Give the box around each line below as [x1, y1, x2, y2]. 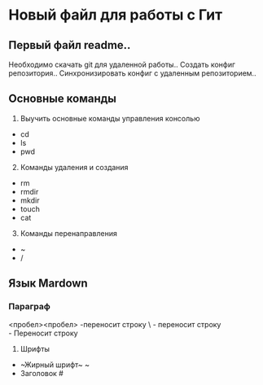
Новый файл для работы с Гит [8, 6, 222, 24]
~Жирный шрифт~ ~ [20, 360, 90, 370]
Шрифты [20, 343, 50, 353]
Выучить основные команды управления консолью [20, 113, 200, 123]
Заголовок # [20, 368, 64, 378]
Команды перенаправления [20, 228, 118, 238]
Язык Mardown [8, 277, 88, 291]
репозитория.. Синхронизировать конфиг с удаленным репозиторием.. [8, 68, 256, 78]
